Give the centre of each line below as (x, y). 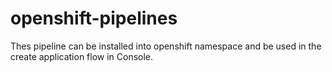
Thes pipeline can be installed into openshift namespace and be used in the (166, 46)
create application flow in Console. (82, 56)
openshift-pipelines (94, 18)
